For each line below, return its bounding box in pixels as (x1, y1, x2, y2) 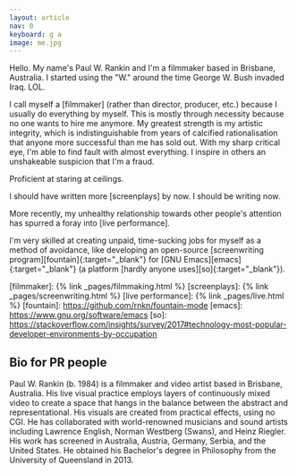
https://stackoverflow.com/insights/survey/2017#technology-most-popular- (9, 319, 287, 330)
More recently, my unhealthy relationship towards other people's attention (9, 208, 282, 220)
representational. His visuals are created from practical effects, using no (9, 407, 276, 418)
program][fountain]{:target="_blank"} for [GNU (9, 254, 182, 265)
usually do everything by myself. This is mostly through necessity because (9, 108, 284, 119)
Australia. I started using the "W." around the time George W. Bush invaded (9, 73, 284, 83)
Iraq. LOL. (9, 82, 46, 92)
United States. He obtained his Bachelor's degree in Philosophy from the (9, 445, 276, 456)
